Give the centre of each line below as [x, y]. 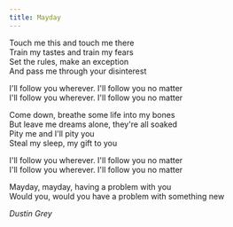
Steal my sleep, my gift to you [63, 143]
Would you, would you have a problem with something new [117, 196]
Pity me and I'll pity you [52, 133]
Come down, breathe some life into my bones [92, 114]
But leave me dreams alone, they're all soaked [93, 124]
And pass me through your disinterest [78, 71]
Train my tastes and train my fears [72, 52]
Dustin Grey [31, 213]
